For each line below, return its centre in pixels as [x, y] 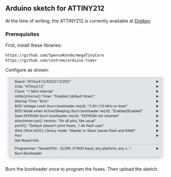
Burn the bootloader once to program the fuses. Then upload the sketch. [82, 169]
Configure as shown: [27, 70]
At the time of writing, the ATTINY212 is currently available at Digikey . [79, 21]
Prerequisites [22, 34]
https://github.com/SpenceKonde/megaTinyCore [55, 55]
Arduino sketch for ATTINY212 [55, 8]
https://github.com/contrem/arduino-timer [51, 61]
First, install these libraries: [34, 45]
